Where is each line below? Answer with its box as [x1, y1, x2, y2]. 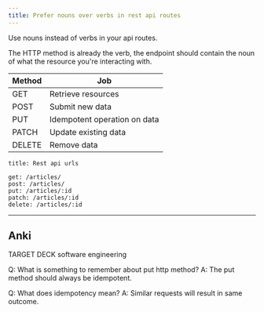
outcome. [8, 297, 39, 307]
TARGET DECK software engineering [8, 250, 127, 259]
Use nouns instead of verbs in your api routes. [8, 33, 158, 42]
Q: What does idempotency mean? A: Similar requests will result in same [8, 288, 243, 298]
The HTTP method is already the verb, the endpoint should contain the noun [8, 48, 255, 57]
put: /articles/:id [8, 187, 72, 194]
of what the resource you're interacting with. [8, 56, 152, 66]
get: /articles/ [8, 173, 61, 181]
